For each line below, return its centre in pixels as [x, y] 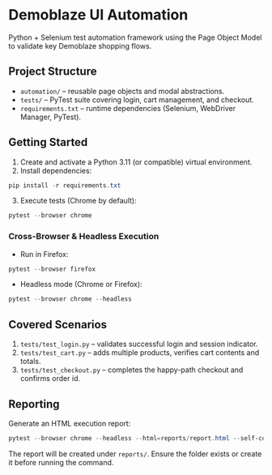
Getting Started [48, 142]
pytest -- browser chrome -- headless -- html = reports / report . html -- [125, 438]
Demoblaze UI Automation [98, 15]
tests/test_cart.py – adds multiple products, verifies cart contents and [140, 353]
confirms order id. [50, 379]
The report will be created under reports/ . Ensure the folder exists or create [135, 454]
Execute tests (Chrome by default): [78, 201]
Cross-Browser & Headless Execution [84, 237]
